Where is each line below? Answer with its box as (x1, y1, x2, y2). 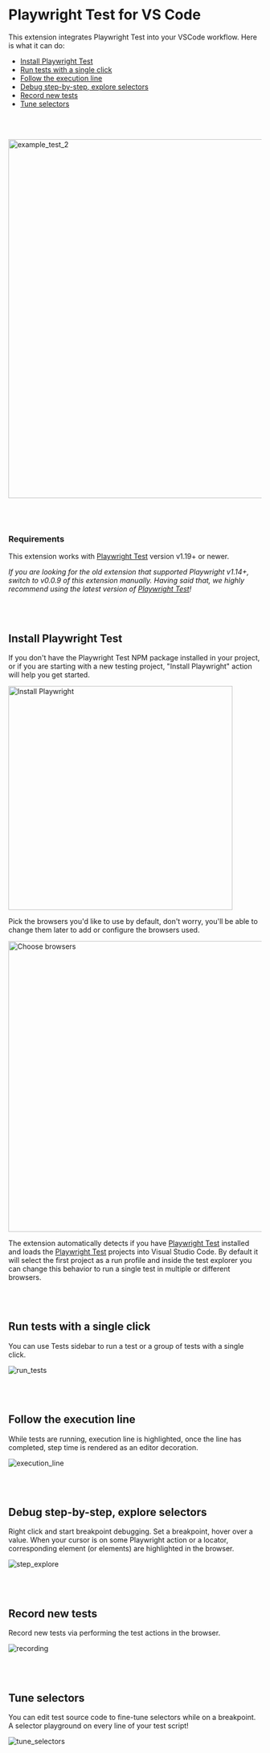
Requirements (8, 533, 65, 544)
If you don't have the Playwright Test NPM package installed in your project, (8, 653, 260, 663)
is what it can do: (8, 40, 65, 50)
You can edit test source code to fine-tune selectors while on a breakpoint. (8, 1713, 256, 1722)
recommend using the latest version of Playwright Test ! (8, 584, 192, 594)
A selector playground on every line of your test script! (8, 1721, 189, 1731)
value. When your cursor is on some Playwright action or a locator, (8, 1535, 229, 1545)
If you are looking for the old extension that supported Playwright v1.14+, (8, 567, 249, 577)
